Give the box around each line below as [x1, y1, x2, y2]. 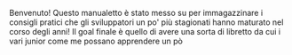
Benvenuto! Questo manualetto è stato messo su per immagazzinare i [9, 8, 264, 18]
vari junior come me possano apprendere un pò [9, 35, 184, 46]
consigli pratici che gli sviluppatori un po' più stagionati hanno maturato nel [9, 17, 284, 27]
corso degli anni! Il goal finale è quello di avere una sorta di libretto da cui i [9, 27, 281, 36]
